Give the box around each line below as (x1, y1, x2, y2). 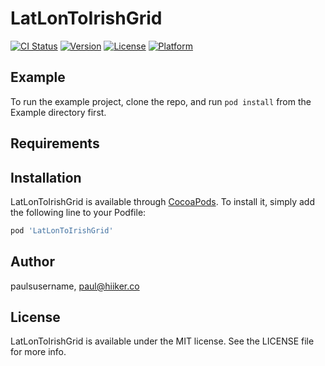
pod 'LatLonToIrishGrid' (10, 225, 114, 236)
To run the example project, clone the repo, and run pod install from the (10, 95, 312, 107)
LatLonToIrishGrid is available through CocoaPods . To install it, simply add (10, 195, 316, 207)
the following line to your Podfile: (10, 206, 147, 218)
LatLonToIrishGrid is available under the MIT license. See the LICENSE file (10, 335, 315, 347)
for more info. (10, 346, 67, 358)
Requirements (10, 135, 100, 152)
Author (10, 253, 55, 271)
